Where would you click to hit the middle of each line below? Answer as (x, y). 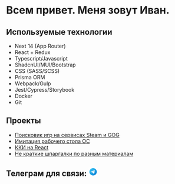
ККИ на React (32, 147)
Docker (24, 96)
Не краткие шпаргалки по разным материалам (74, 153)
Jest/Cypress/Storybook (44, 90)
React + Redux (32, 52)
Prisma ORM (30, 77)
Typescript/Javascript (41, 58)
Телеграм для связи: (47, 174)
